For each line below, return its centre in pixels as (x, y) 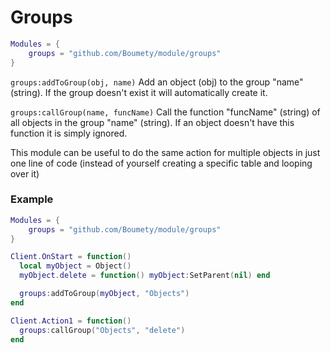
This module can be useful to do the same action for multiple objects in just (165, 152)
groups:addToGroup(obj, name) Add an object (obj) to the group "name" (157, 82)
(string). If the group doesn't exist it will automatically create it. (139, 92)
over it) (25, 173)
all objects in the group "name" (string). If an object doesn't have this (152, 122)
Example (32, 199)
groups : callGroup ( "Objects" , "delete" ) (102, 330)
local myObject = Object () (75, 266)
